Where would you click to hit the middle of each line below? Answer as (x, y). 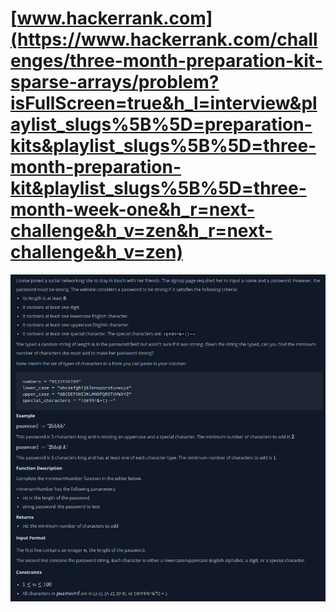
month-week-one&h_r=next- (132, 209)
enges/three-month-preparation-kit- (166, 61)
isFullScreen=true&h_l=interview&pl (164, 103)
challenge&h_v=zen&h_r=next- (141, 231)
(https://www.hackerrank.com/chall (164, 39)
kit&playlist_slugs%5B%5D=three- (158, 188)
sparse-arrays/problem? (115, 82)
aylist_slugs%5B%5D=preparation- (161, 124)
